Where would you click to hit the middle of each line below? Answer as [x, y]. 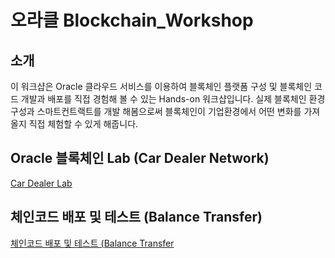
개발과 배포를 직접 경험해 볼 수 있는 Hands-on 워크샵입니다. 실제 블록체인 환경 [173, 99]
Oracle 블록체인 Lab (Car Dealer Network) [140, 158]
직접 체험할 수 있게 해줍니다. [83, 124]
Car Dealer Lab [41, 183]
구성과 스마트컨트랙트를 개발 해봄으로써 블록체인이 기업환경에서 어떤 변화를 [156, 111]
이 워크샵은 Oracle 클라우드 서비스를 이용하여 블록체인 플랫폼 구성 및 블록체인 [161, 86]
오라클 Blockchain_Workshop [132, 20]
